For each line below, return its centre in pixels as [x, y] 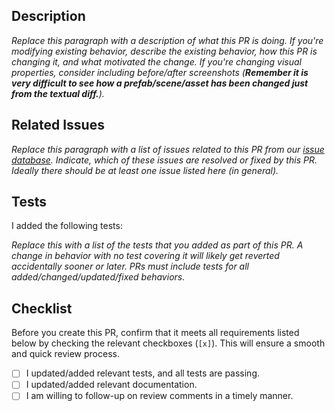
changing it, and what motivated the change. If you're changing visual [156, 61]
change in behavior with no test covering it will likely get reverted [145, 256]
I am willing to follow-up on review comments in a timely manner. [159, 396]
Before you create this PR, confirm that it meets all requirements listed [155, 333]
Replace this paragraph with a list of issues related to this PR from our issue [168, 149]
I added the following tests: [67, 226]
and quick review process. [65, 354]
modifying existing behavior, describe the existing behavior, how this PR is [164, 51]
